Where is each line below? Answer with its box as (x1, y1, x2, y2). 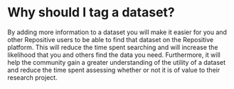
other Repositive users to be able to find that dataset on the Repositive (7, 35, 214, 43)
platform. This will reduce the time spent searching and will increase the (7, 43, 218, 51)
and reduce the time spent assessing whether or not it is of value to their (7, 66, 220, 74)
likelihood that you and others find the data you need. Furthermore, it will (7, 51, 220, 59)
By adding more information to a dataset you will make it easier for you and (7, 28, 228, 36)
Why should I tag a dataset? (7, 4, 176, 21)
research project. (7, 73, 58, 82)
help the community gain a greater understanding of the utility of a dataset (7, 58, 226, 66)
